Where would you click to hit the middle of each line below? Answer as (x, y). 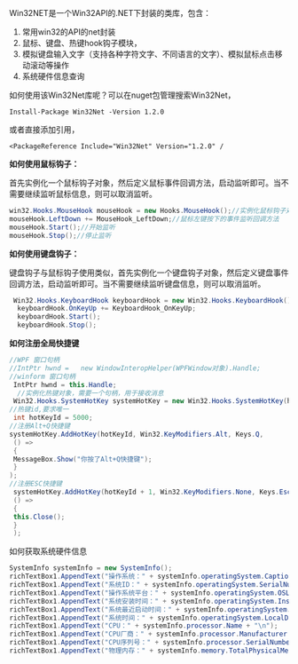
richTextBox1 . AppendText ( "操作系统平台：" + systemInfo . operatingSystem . (144, 593)
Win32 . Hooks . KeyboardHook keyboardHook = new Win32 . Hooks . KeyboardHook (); (154, 300)
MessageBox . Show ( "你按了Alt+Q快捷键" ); (82, 459)
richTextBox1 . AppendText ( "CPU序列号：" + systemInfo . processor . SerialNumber (152, 643)
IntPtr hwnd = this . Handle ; (65, 384)
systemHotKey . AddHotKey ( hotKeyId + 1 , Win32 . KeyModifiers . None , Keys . (146, 492)
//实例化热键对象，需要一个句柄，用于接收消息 (90, 393)
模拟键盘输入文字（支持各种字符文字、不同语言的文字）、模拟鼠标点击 (148, 54)
